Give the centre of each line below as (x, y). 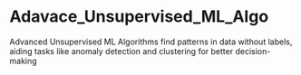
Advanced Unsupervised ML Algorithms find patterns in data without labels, (151, 42)
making (24, 61)
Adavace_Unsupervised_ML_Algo (139, 17)
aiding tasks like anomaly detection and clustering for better (121, 51)
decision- (253, 51)
